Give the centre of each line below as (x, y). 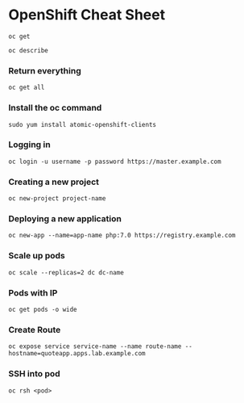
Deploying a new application (65, 219)
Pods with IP (33, 292)
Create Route (35, 330)
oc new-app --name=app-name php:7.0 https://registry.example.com (122, 236)
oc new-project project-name (57, 199)
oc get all (27, 88)
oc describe (28, 50)
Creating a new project (54, 182)
